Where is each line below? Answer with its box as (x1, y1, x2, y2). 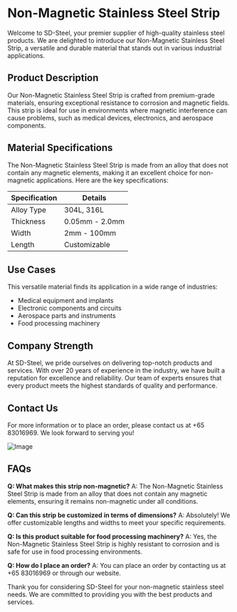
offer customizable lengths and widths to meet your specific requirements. (7, 518, 226, 527)
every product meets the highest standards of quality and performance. (7, 381, 218, 390)
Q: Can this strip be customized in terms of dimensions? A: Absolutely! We (7, 511, 231, 519)
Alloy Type (11, 204, 46, 214)
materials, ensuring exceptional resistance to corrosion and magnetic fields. (7, 98, 230, 107)
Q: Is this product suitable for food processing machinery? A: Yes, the (7, 532, 217, 541)
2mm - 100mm (63, 228, 117, 238)
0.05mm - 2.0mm (63, 216, 125, 226)
